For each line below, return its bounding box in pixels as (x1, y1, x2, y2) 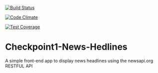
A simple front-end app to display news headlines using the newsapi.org (5, 58, 154, 64)
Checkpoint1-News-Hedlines (5, 41, 128, 53)
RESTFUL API (5, 63, 33, 69)
